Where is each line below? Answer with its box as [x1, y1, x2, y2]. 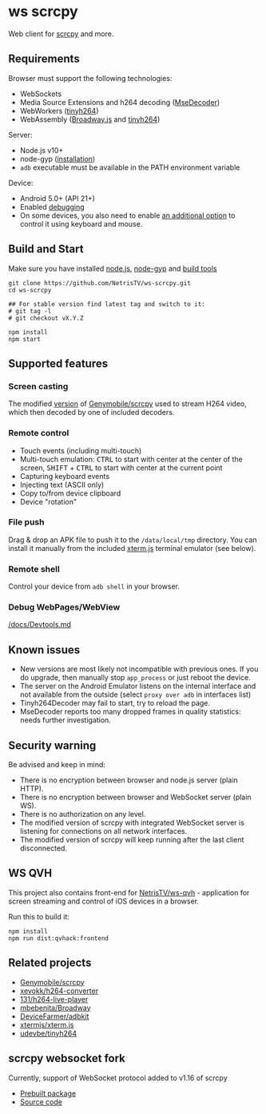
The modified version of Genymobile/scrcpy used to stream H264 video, [8, 399, 248, 408]
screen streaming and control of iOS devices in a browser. [8, 896, 200, 906]
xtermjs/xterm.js [19, 1019, 74, 1029]
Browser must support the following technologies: [8, 73, 173, 82]
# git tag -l [8, 307, 52, 315]
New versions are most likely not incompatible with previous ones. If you [19, 664, 259, 674]
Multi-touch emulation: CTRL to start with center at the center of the [19, 454, 243, 464]
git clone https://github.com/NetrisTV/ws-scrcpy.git [8, 279, 192, 287]
